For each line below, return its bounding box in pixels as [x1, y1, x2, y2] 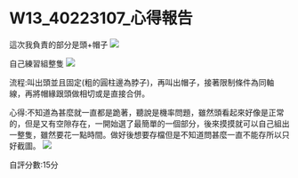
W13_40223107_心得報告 [9, 8, 193, 28]
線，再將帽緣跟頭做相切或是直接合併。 [9, 88, 149, 99]
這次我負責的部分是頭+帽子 [9, 39, 109, 50]
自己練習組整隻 [9, 58, 64, 69]
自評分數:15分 [9, 159, 60, 170]
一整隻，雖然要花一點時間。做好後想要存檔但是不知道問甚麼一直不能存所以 [9, 129, 282, 140]
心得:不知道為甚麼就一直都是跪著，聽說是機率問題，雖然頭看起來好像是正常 [9, 107, 285, 117]
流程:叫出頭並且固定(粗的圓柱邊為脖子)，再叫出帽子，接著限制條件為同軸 [9, 77, 275, 87]
